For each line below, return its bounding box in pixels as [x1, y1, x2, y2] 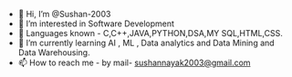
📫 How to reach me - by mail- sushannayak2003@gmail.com [17, 57, 251, 68]
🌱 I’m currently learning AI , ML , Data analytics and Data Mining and [17, 37, 276, 48]
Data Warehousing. [17, 47, 90, 58]
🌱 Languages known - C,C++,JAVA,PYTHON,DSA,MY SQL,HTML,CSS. [17, 28, 283, 38]
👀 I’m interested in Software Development [17, 18, 175, 29]
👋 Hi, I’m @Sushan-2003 [17, 9, 111, 19]
